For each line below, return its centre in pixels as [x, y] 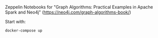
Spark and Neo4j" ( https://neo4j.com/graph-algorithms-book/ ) [68, 12]
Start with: [15, 22]
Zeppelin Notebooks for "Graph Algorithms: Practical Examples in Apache [79, 7]
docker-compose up [24, 31]
